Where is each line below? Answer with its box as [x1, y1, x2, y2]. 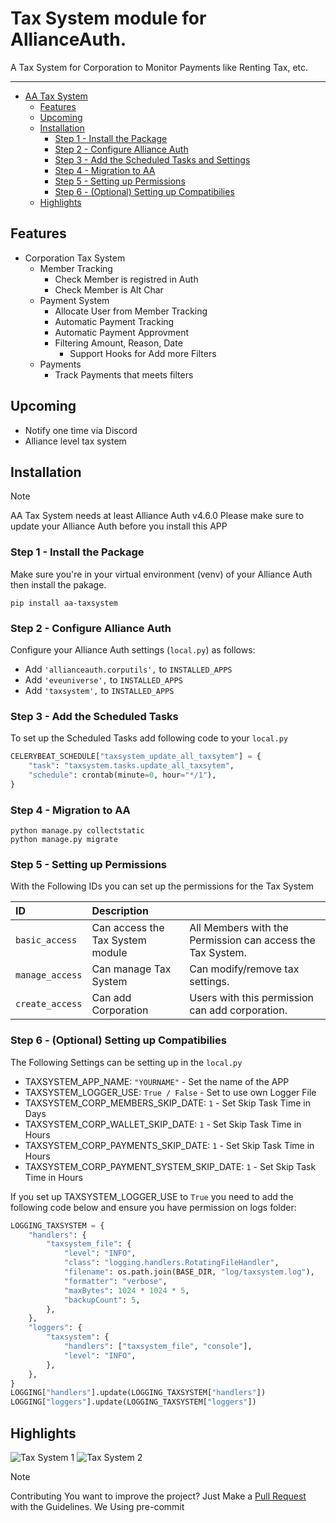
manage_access [15, 970, 83, 981]
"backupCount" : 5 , [63, 1295, 141, 1305]
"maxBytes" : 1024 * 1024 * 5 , [63, 1285, 190, 1296]
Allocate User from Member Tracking [54, 305, 208, 317]
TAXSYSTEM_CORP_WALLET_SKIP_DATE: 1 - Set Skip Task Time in [24, 1118, 302, 1130]
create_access [15, 998, 83, 1010]
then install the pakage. [10, 578, 107, 591]
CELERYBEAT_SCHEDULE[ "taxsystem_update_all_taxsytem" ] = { [10, 752, 262, 762]
